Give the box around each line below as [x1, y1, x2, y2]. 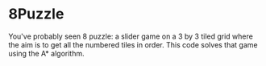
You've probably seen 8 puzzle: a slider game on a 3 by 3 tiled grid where [8, 31, 254, 41]
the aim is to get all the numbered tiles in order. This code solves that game [8, 39, 258, 49]
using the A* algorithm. [8, 48, 85, 58]
